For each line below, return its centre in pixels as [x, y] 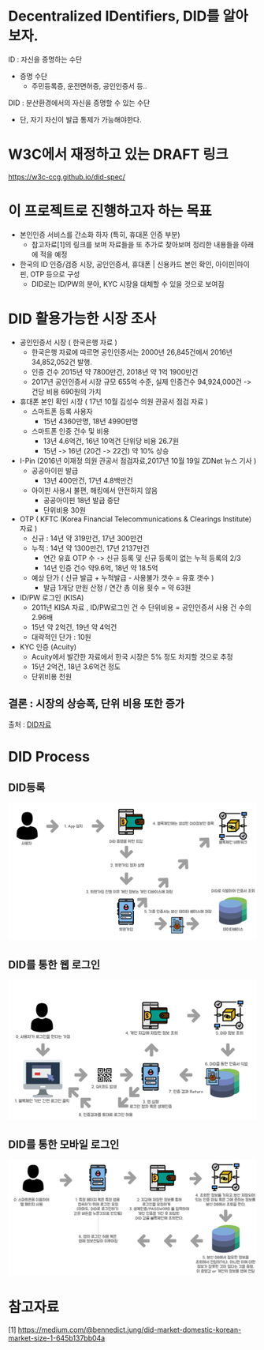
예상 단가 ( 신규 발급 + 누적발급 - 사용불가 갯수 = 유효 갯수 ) [123, 577]
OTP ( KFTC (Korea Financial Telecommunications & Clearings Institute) [136, 519]
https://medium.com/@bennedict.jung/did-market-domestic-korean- [130, 1329]
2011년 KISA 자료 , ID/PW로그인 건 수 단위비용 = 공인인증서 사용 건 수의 [141, 607]
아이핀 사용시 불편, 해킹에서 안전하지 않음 [95, 490]
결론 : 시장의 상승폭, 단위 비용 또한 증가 [97, 704]
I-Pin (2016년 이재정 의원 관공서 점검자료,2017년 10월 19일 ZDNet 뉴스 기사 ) [138, 461]
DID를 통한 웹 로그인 [54, 965]
